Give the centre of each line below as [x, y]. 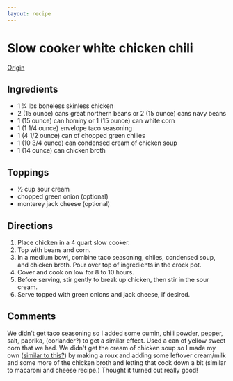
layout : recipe [29, 14]
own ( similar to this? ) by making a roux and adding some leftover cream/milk [116, 355]
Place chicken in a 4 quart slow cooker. [73, 242]
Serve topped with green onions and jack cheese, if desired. [104, 294]
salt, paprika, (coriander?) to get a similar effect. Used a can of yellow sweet [116, 340]
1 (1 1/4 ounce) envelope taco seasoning [75, 128]
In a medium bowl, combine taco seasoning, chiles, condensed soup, [116, 257]
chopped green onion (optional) [63, 196]
